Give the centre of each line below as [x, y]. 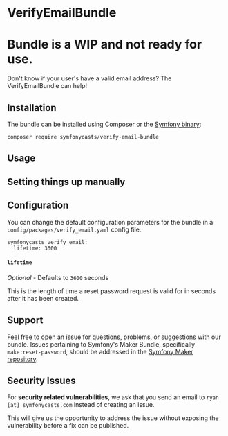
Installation [32, 108]
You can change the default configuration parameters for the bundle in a [110, 222]
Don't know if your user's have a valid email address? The [89, 78]
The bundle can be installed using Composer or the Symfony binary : [104, 124]
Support [25, 320]
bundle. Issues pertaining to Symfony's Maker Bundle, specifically [101, 344]
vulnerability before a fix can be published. [68, 426]
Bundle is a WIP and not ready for [105, 45]
